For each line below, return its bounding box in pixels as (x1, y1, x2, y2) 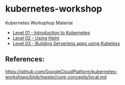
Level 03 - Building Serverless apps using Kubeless (12, 40, 120, 46)
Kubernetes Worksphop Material (5, 20, 73, 26)
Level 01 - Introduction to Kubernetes (12, 29, 90, 35)
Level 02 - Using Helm (12, 35, 60, 41)
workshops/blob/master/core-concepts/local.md (5, 74, 107, 80)
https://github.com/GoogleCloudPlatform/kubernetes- (5, 68, 118, 74)
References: (5, 55, 45, 64)
